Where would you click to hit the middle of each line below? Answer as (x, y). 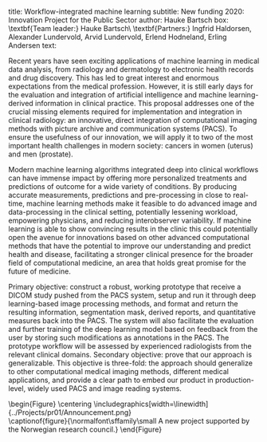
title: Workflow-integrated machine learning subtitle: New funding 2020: (126, 12)
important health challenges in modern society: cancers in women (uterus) (131, 146)
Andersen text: (33, 45)
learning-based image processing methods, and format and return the (123, 304)
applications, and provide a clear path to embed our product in (111, 380)
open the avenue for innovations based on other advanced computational (129, 237)
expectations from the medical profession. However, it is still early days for (131, 86)
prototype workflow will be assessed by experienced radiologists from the (130, 346)
